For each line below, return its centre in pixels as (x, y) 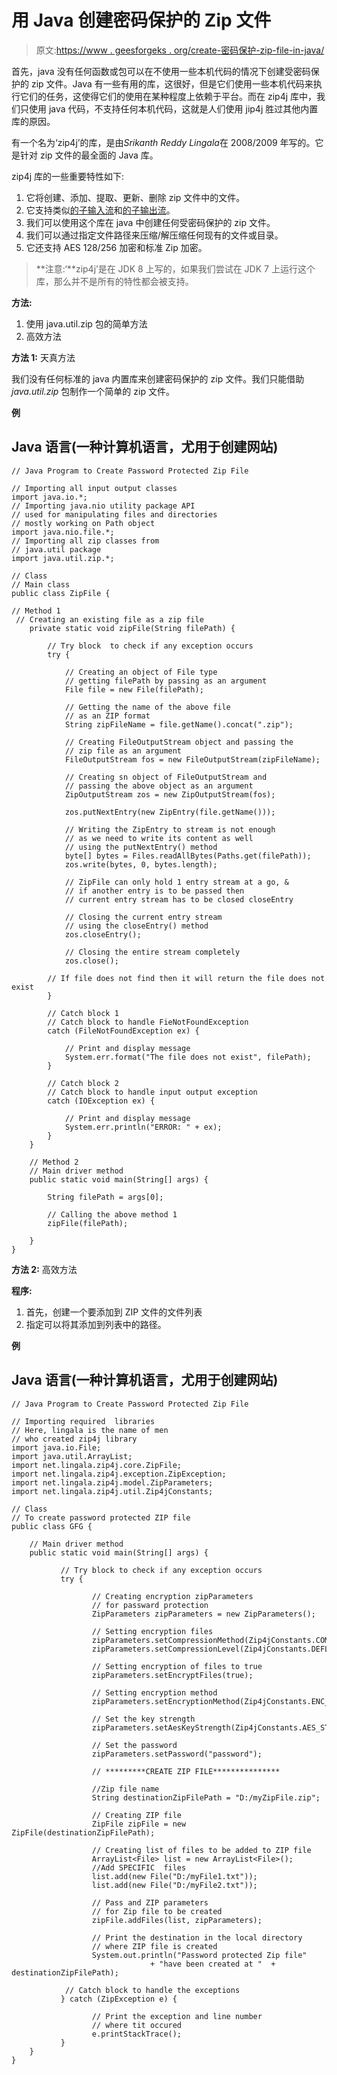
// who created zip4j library (74, 1439)
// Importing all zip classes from (85, 541)
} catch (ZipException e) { (119, 1999)
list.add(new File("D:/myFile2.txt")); (174, 1885)
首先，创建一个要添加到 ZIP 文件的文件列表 (114, 1312)
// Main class (41, 584)
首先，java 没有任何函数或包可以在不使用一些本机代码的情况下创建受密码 (161, 71)
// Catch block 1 (83, 1013)
